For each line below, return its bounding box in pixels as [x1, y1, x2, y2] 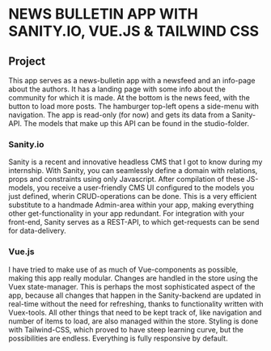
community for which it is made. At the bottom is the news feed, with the [8, 93, 251, 102]
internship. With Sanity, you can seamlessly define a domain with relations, [8, 166, 258, 175]
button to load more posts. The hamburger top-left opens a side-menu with [8, 102, 259, 111]
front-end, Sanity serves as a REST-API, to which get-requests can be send [8, 218, 260, 227]
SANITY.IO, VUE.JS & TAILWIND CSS [8, 22, 260, 40]
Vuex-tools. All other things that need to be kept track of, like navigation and [8, 307, 262, 317]
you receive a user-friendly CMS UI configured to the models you [36, 183, 255, 192]
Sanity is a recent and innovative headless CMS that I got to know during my [8, 157, 263, 167]
